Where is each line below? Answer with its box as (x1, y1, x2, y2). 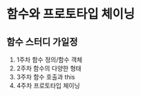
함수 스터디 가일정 (6, 36, 78, 48)
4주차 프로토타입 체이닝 (16, 81, 80, 90)
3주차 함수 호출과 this (16, 73, 75, 81)
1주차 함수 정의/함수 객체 (16, 56, 83, 64)
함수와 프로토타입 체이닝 (6, 6, 135, 22)
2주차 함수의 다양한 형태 (16, 64, 82, 73)
